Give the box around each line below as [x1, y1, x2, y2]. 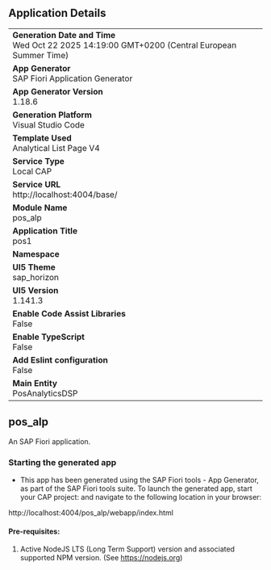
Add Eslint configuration [12, 354, 109, 366]
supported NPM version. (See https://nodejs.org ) [19, 553, 183, 563]
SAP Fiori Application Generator [12, 73, 133, 84]
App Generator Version [12, 86, 103, 97]
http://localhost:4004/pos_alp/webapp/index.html [8, 508, 173, 518]
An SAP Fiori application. [8, 436, 91, 446]
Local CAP [12, 166, 52, 177]
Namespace [12, 248, 60, 259]
